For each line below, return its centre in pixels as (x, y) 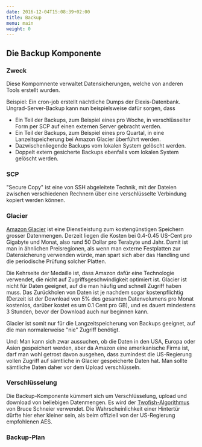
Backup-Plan (26, 437)
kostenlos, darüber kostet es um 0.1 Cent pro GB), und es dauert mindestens (101, 305)
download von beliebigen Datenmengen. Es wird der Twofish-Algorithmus (98, 402)
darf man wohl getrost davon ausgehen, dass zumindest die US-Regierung (99, 354)
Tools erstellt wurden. (33, 90)
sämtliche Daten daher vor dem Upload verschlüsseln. (74, 367)
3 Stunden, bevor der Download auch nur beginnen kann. (77, 312)
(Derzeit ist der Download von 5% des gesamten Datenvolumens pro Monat (100, 299)
